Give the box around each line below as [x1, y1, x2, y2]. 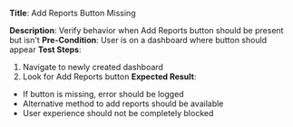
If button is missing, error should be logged [22, 89, 184, 99]
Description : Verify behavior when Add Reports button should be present [9, 25, 284, 35]
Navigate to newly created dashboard [22, 62, 163, 72]
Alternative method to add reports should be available [22, 98, 224, 109]
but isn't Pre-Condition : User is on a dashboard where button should [9, 35, 268, 45]
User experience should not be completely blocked [22, 108, 214, 118]
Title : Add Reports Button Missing [9, 8, 136, 18]
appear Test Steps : [9, 44, 82, 55]
